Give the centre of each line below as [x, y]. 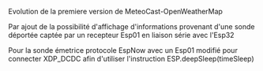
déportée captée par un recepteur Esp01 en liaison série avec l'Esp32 [121, 35]
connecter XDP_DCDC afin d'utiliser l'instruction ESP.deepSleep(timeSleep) [131, 59]
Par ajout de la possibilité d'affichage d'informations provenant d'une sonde [131, 26]
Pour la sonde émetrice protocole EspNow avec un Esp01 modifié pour [123, 50]
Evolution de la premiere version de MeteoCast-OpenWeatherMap [116, 11]
